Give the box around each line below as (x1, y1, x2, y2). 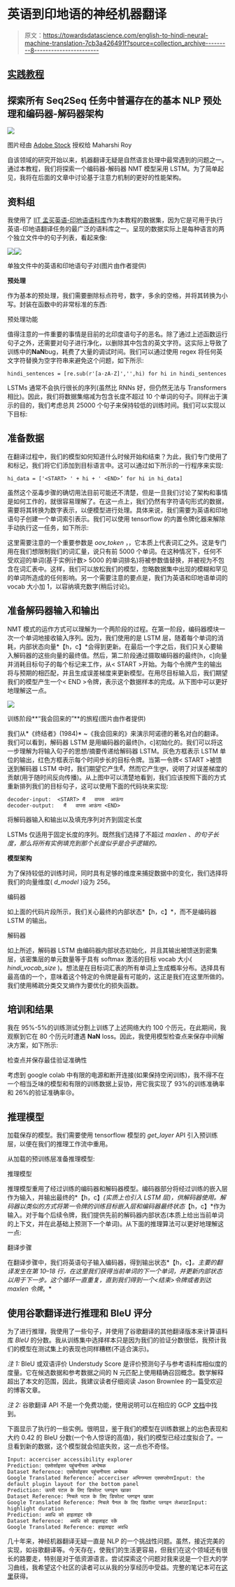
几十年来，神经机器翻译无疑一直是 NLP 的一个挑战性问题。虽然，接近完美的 (7, 1537, 225, 1546)
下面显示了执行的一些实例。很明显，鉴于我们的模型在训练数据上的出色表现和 (7, 1425, 228, 1433)
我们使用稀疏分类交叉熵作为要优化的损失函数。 (7, 981, 142, 989)
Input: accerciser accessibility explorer (7, 1456, 133, 1463)
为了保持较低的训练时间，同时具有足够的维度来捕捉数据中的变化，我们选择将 (7, 869, 228, 877)
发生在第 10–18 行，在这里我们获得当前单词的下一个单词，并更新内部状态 (13, 1267, 222, 1275)
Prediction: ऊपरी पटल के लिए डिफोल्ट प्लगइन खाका (7, 1487, 131, 1494)
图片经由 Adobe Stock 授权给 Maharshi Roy (7, 141, 132, 150)
